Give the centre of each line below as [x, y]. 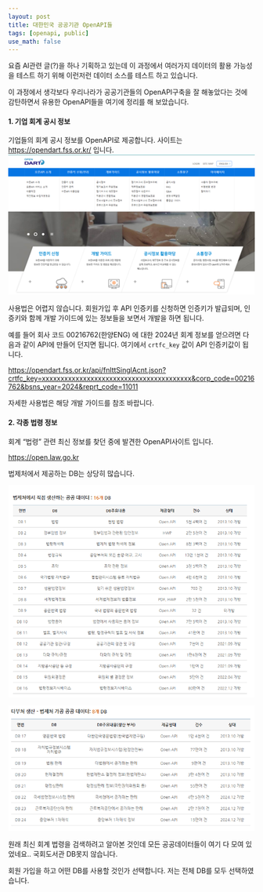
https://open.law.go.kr [44, 457]
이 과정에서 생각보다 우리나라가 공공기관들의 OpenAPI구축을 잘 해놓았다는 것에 [128, 92]
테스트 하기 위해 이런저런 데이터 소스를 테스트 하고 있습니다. [107, 75]
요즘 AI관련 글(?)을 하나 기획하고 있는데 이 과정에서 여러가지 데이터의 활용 [120, 66]
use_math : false [34, 42]
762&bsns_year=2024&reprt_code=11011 [73, 387]
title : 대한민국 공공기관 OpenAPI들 [61, 25]
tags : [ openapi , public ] [49, 33]
